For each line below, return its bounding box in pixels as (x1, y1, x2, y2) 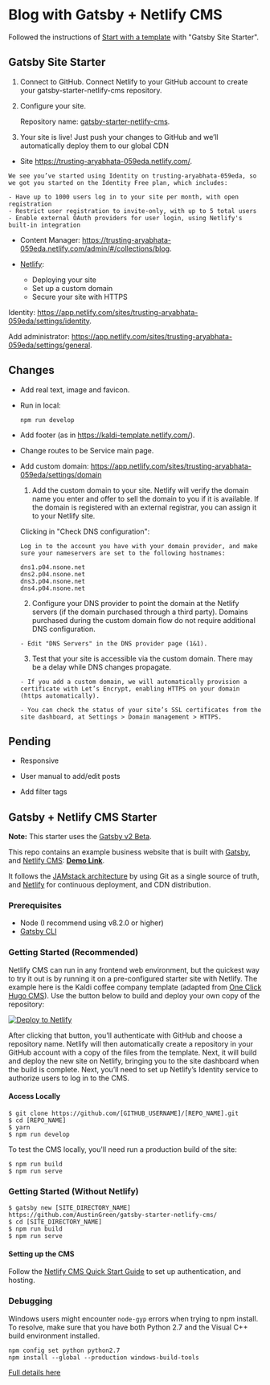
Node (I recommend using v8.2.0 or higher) (19, 918, 165, 928)
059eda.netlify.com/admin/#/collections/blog (19, 244, 170, 253)
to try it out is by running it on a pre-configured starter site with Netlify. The (8, 973, 258, 983)
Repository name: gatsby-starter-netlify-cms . (19, 117, 170, 126)
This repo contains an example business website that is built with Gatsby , (8, 847, 251, 857)
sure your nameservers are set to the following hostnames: (19, 549, 226, 557)
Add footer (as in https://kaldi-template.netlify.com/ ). (19, 430, 195, 440)
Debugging (8, 1296, 53, 1307)
